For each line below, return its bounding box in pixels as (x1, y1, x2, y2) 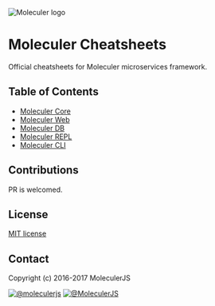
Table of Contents (8, 85, 100, 99)
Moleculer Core (19, 106, 72, 116)
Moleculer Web (19, 114, 70, 124)
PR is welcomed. (8, 185, 63, 194)
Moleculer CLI (19, 140, 66, 149)
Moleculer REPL (19, 132, 72, 141)
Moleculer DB (19, 123, 65, 133)
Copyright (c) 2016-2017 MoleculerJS (8, 273, 131, 283)
